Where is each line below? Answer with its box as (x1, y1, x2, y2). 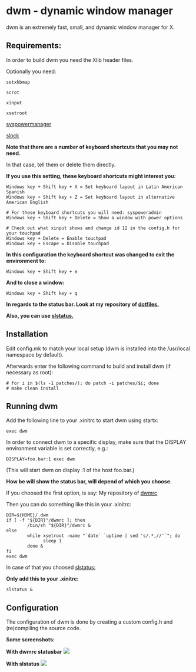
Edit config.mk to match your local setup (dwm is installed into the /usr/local (6, 345, 190, 352)
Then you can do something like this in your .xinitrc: (6, 501, 131, 508)
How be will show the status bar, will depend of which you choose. (6, 478, 172, 485)
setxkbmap (6, 79, 31, 85)
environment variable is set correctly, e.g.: (6, 445, 108, 452)
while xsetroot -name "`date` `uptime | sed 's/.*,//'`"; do (27, 533, 181, 539)
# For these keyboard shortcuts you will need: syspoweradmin (6, 209, 162, 216)
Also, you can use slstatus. (6, 312, 74, 319)
